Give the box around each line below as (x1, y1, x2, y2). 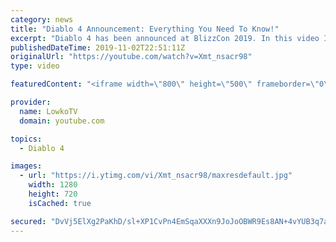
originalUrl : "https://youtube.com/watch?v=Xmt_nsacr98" (10, 52, 253, 62)
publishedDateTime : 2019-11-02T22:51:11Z (10, 42, 186, 53)
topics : (10, 134, 43, 144)
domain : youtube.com (19, 116, 105, 126)
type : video (10, 61, 60, 71)
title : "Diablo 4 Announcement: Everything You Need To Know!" (10, 24, 280, 34)
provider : (10, 97, 52, 107)
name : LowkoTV (19, 106, 78, 116)
